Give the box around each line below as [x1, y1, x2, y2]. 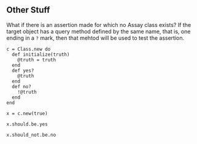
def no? [12, 83, 32, 89]
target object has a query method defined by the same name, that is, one [6, 28, 191, 35]
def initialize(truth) [12, 51, 70, 58]
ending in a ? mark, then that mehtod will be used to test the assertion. [6, 34, 185, 42]
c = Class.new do [6, 46, 51, 52]
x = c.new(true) [6, 110, 48, 116]
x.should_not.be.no [6, 132, 56, 138]
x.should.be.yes [6, 121, 48, 127]
